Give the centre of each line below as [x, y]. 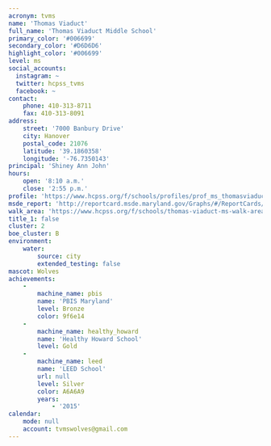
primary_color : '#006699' [52, 38]
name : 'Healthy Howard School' [90, 339]
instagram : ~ [38, 76]
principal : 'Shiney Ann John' [59, 166]
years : [48, 399]
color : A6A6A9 [61, 391]
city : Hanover [46, 136]
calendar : [25, 414]
